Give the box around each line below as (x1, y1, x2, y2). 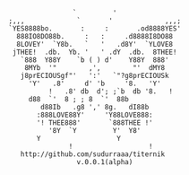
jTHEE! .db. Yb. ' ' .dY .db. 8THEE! (12, 48, 177, 57)
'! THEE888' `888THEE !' (36, 118, 153, 127)
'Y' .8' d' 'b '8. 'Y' (28, 79, 162, 88)
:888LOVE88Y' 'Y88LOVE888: (36, 110, 153, 119)
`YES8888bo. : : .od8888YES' (8, 24, 181, 33)
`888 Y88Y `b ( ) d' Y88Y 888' (20, 56, 169, 65)
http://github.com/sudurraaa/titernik (20, 150, 166, 159)
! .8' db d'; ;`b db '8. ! (47, 87, 174, 96)
